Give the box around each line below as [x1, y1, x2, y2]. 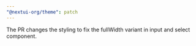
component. [6, 32, 37, 40]
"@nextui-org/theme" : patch [6, 9, 78, 15]
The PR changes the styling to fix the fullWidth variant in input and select [6, 26, 190, 33]
